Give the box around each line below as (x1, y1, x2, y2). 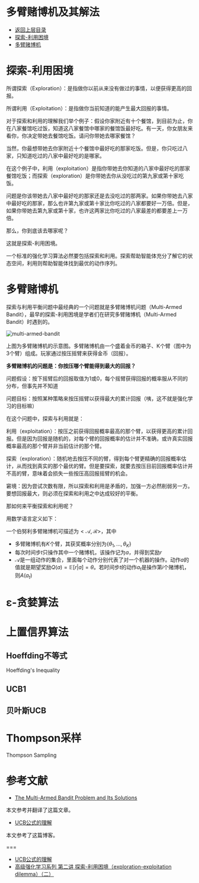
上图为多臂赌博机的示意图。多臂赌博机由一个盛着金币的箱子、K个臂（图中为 (6, 342, 191, 349)
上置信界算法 (6, 625, 69, 639)
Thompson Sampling (6, 751, 57, 759)
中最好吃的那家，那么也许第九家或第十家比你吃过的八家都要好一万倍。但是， (6, 199, 193, 206)
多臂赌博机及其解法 (6, 5, 100, 19)
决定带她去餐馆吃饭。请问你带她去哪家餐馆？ (26, 132, 136, 139)
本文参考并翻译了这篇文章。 (6, 807, 74, 814)
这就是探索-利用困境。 (6, 240, 61, 247)
